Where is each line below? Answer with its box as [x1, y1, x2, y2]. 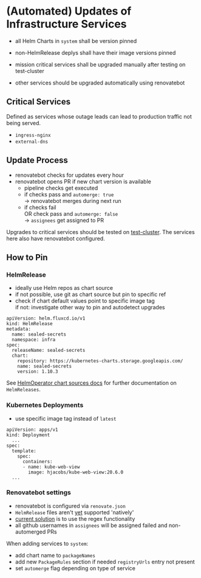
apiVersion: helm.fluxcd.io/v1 [6, 315, 86, 322]
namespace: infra [12, 337, 56, 343]
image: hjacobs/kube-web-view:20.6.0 [28, 469, 123, 475]
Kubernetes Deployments [6, 401, 84, 410]
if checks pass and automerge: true [24, 190, 114, 198]
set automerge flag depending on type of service [15, 564, 135, 572]
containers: [22, 458, 53, 464]
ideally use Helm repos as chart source [15, 284, 114, 292]
